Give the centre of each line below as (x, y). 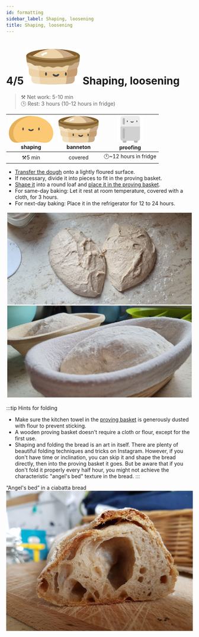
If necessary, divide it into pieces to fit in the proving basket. (88, 178)
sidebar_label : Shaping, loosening (50, 19)
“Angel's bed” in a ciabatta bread (46, 488)
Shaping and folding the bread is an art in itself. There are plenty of (97, 444)
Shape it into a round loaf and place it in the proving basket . (88, 184)
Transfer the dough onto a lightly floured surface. (75, 171)
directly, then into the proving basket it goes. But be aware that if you (99, 463)
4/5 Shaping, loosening (93, 81)
